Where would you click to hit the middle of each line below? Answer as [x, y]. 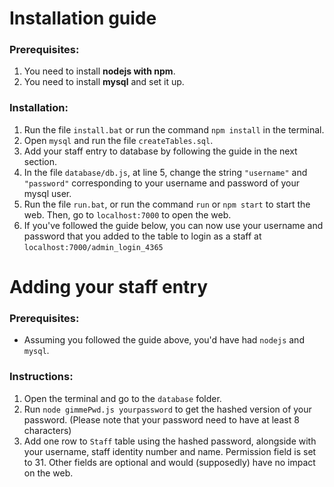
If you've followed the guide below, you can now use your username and [173, 225]
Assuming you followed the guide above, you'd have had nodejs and [164, 340]
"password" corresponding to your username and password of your [162, 183]
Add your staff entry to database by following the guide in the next [160, 151]
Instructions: [41, 377]
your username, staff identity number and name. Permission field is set [170, 451]
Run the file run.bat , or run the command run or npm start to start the [167, 204]
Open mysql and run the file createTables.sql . [118, 140]
